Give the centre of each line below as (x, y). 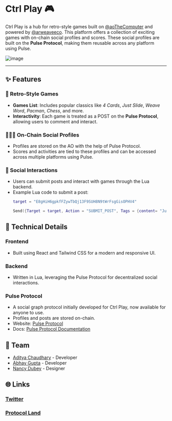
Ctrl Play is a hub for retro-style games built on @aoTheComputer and (79, 26)
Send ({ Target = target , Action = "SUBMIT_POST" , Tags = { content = (85, 211)
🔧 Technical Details (37, 227)
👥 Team (17, 345)
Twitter (15, 399)
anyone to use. (28, 313)
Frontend (17, 242)
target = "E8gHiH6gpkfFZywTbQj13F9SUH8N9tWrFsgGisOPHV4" (75, 202)
